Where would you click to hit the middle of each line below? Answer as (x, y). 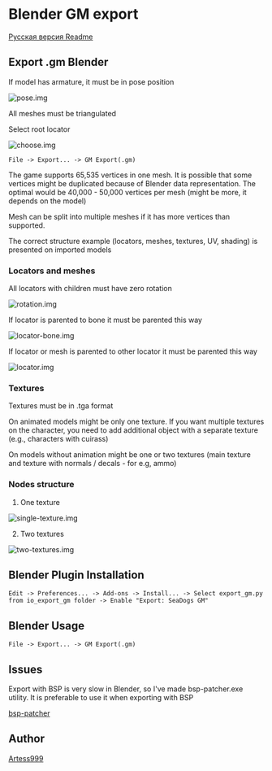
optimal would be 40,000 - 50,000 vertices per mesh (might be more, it (128, 192)
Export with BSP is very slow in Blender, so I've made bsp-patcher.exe (126, 689)
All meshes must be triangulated (62, 113)
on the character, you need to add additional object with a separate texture (133, 430)
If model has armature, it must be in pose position (91, 81)
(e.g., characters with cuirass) (58, 439)
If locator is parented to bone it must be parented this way (106, 320)
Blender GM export (73, 14)
